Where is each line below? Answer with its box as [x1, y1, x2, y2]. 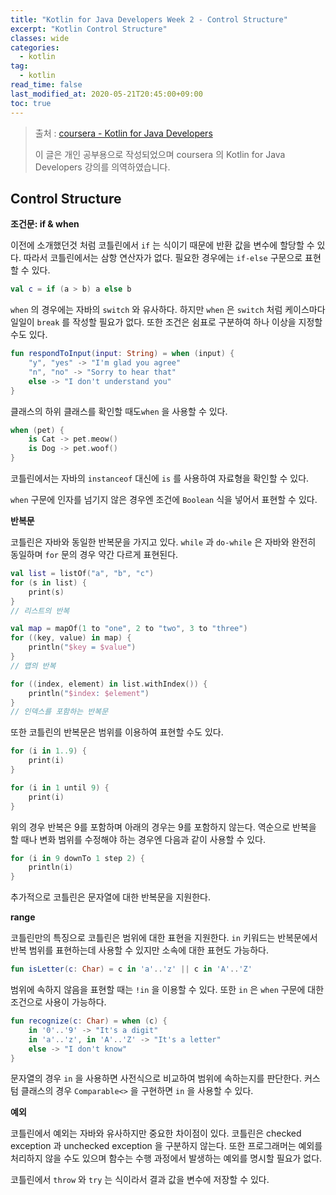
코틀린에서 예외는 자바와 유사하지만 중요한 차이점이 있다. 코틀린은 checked [10, 1127, 302, 1140]
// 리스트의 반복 [10, 606, 70, 616]
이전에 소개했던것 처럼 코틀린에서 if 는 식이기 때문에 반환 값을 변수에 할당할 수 [10, 239, 315, 251]
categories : [10, 42, 60, 53]
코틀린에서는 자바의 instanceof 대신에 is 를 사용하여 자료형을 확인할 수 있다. [10, 472, 310, 485]
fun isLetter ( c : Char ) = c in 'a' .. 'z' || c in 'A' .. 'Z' [10, 964, 253, 975]
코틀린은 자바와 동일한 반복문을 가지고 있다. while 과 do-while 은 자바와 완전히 [10, 536, 317, 548]
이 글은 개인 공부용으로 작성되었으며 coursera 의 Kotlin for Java [34, 148, 286, 160]
